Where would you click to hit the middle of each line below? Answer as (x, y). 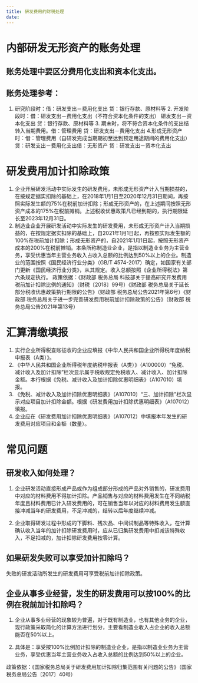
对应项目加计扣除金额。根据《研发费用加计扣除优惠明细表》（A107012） (105, 402)
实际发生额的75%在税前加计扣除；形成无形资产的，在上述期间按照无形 (105, 203)
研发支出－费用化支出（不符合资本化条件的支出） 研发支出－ (113, 116)
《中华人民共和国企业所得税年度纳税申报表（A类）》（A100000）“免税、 (101, 364)
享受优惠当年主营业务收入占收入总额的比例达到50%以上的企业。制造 (108, 255)
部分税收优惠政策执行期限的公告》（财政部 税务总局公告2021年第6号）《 (100, 291)
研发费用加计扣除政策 (58, 172)
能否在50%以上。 (36, 635)
